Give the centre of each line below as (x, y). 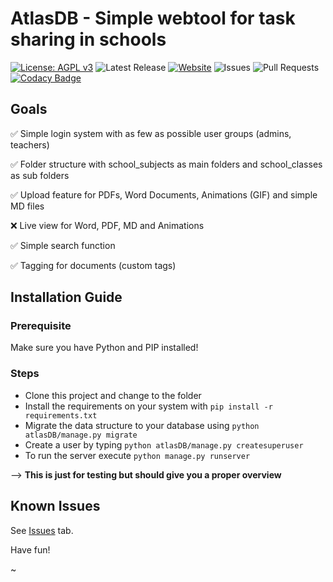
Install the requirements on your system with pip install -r (148, 406)
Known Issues (55, 506)
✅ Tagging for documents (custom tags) (93, 265)
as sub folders (40, 175)
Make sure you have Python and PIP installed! (104, 348)
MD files (27, 206)
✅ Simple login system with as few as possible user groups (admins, (151, 133)
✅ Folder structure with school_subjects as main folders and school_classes (166, 164)
